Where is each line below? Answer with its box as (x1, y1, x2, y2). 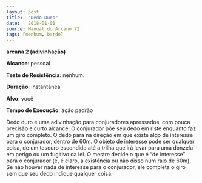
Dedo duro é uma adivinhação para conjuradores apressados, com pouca (6, 119, 190, 126)
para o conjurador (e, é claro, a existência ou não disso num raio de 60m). (6, 157, 191, 164)
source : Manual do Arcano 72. (6, 25, 83, 32)
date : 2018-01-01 (6, 20, 56, 26)
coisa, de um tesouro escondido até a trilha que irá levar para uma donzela (6, 144, 194, 151)
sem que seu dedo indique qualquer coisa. (6, 170, 113, 178)
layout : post (6, 8, 39, 15)
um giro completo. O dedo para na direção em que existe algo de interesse (6, 131, 194, 139)
